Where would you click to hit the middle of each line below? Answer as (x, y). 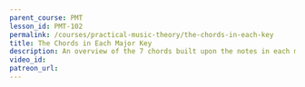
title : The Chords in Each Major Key (81, 43)
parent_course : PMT (46, 18)
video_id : (28, 60)
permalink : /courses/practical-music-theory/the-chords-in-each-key (142, 34)
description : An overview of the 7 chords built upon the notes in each (150, 52)
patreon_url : (34, 69)
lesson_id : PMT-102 (46, 26)
